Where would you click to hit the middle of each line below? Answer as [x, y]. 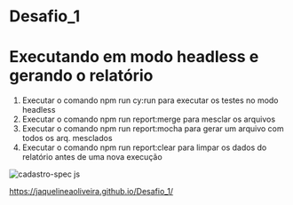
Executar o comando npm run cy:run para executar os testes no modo [150, 100]
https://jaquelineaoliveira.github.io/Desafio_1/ [91, 192]
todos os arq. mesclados [67, 138]
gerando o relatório [81, 76]
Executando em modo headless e [134, 57]
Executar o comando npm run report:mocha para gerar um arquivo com [153, 129]
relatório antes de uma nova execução [92, 157]
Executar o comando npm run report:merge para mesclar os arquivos [149, 119]
